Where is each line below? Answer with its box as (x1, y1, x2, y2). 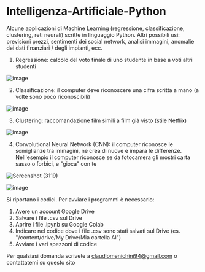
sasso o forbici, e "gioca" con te (15, 160, 97, 167)
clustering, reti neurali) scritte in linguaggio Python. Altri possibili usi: (6, 31, 180, 38)
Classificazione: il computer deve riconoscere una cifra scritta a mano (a (15, 86, 199, 93)
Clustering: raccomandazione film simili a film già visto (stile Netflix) (15, 117, 187, 124)
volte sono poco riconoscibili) (15, 93, 91, 100)
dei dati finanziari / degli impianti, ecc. (6, 44, 103, 52)
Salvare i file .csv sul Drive (15, 214, 83, 222)
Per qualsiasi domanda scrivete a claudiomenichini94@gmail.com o (6, 252, 177, 259)
